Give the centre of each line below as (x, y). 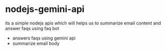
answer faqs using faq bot (32, 28)
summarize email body (36, 43)
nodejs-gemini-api (45, 9)
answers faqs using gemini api (44, 38)
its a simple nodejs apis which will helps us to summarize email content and (83, 23)
